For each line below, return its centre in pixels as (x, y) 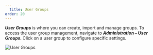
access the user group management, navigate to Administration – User (76, 33)
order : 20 (15, 14)
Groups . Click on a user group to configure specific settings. (66, 38)
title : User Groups (29, 9)
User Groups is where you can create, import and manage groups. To (75, 27)
